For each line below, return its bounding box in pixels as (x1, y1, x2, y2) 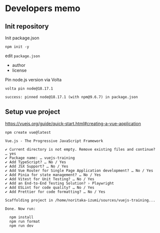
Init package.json (5, 35, 40, 41)
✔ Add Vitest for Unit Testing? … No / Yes (5, 176, 95, 182)
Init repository (5, 22, 49, 31)
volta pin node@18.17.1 (5, 86, 53, 91)
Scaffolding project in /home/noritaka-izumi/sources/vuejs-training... (5, 198, 156, 202)
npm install (9, 215, 34, 219)
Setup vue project (5, 108, 60, 116)
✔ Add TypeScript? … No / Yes (5, 159, 67, 165)
